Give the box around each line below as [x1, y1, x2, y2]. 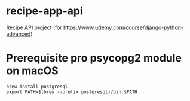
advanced [6, 30, 31, 37]
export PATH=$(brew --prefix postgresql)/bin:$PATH [6, 88, 137, 95]
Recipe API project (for [6, 24, 62, 31]
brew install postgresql [6, 84, 68, 90]
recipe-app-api [6, 4, 84, 18]
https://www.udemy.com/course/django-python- [63, 24, 184, 31]
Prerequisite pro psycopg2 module [6, 51, 182, 65]
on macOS [6, 64, 59, 78]
